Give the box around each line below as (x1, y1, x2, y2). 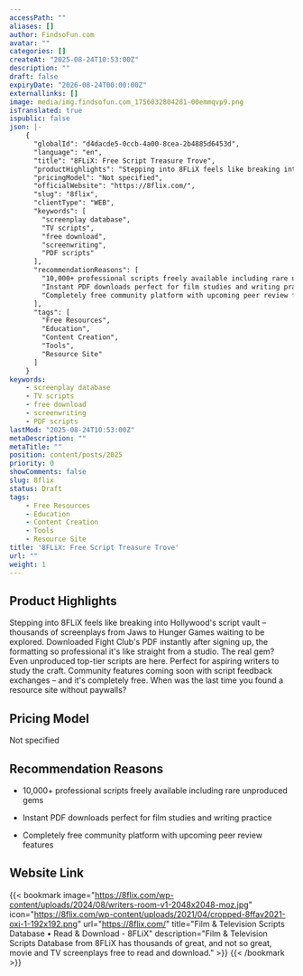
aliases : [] (9, 22, 54, 31)
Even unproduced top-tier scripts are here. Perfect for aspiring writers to (9, 656, 280, 667)
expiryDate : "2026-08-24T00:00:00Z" (9, 81, 147, 90)
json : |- (9, 123, 42, 132)
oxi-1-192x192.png (9, 918, 78, 929)
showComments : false (9, 468, 87, 477)
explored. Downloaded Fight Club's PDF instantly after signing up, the (9, 637, 269, 648)
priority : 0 (9, 459, 54, 469)
